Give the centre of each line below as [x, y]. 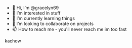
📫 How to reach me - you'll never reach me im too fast [69, 29]
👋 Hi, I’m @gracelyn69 [35, 8]
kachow [13, 41]
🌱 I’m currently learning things [43, 18]
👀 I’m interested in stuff [36, 13]
